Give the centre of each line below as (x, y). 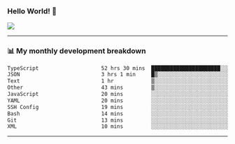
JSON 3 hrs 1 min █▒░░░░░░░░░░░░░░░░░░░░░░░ (119, 75)
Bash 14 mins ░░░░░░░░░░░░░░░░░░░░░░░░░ (119, 114)
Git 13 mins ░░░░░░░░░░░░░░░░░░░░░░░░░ (119, 120)
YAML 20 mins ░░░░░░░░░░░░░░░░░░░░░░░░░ (119, 101)
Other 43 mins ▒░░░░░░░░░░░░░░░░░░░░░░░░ (119, 88)
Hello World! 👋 (32, 11)
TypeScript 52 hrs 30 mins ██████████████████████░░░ (119, 68)
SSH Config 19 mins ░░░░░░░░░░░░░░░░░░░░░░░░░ (119, 107)
